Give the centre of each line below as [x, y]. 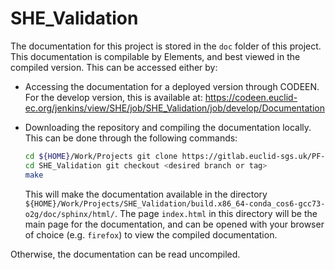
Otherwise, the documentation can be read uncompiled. [125, 254]
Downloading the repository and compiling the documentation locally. [168, 127]
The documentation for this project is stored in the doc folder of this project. [166, 46]
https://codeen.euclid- [251, 97]
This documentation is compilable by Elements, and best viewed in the [155, 56]
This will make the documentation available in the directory [146, 194]
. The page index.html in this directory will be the [216, 213]
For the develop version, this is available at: [113, 97]
